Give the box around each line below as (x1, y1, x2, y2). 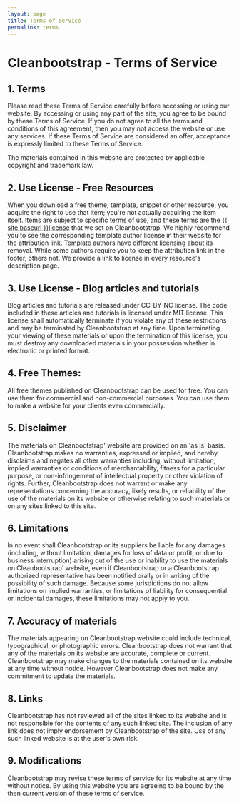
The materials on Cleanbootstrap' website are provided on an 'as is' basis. (7, 440, 225, 450)
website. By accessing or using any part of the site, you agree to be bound (7, 109, 227, 118)
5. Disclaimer (7, 422, 67, 434)
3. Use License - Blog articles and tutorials (7, 282, 200, 294)
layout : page (7, 10, 46, 18)
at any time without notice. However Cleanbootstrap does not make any (7, 665, 218, 673)
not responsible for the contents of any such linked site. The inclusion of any (7, 719, 233, 728)
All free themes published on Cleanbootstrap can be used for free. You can (7, 386, 228, 395)
